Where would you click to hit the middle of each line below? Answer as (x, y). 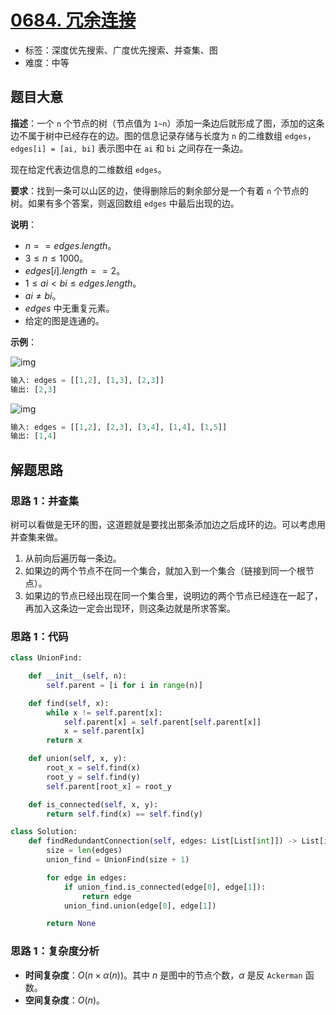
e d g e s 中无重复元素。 (69, 308)
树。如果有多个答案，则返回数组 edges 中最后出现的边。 (125, 203)
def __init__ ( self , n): (78, 676)
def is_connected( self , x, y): (93, 804)
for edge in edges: (87, 877)
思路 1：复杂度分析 (55, 951)
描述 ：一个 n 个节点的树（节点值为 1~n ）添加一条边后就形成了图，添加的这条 (167, 123)
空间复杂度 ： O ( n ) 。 (65, 1000)
